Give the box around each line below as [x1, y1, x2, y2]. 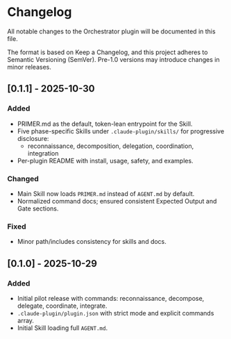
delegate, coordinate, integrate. [17, 301, 108, 310]
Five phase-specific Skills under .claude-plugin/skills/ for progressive [17, 126, 225, 135]
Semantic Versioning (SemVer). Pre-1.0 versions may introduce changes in [7, 55, 220, 63]
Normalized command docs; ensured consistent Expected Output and [17, 197, 217, 205]
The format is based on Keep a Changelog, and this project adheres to [7, 48, 208, 56]
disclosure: [17, 134, 49, 142]
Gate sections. [17, 204, 59, 213]
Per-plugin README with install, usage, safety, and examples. [17, 156, 194, 165]
